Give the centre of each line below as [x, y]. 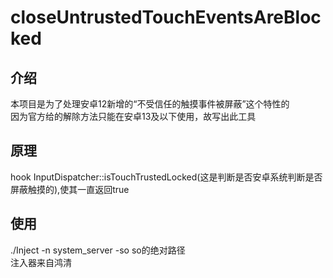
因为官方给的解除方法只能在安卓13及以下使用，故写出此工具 [133, 116]
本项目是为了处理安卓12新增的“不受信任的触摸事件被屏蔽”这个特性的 [150, 104]
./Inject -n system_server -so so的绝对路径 [98, 250]
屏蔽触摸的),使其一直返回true [70, 189]
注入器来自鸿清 [41, 262]
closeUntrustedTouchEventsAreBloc [166, 17]
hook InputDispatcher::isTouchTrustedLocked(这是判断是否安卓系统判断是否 [166, 177]
